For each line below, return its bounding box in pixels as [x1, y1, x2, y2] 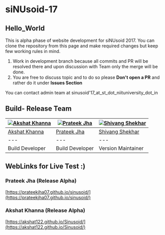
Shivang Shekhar [98, 128, 140, 135]
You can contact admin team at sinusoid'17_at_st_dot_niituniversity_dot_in [5, 90, 158, 95]
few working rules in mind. [5, 48, 61, 54]
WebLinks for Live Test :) [5, 162, 85, 171]
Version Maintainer [98, 144, 144, 151]
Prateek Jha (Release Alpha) [5, 177, 77, 185]
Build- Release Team [5, 105, 72, 113]
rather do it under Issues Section [12, 80, 83, 86]
